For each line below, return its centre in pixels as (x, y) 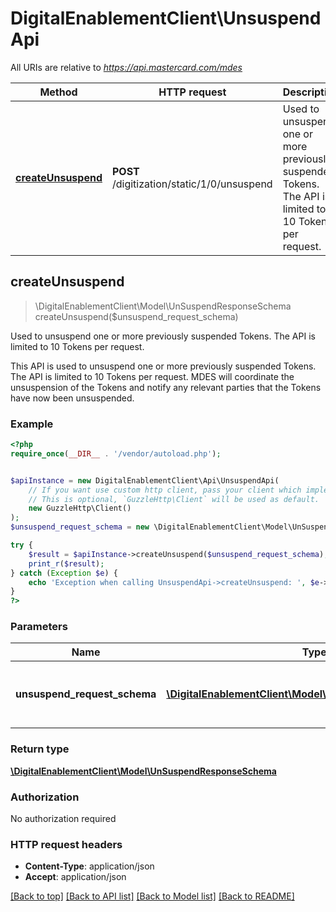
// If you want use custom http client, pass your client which (165, 490)
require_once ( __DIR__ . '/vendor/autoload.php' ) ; (116, 453)
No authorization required (63, 819)
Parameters (39, 627)
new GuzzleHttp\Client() (80, 508)
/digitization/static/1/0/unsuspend (192, 184)
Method (58, 92)
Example (32, 424)
